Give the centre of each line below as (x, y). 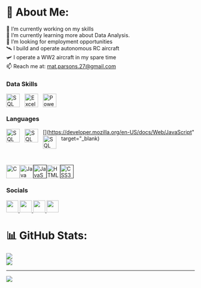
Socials (17, 190)
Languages (23, 119)
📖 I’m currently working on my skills (50, 29)
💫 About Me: (38, 12)
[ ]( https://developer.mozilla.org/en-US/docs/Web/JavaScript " (118, 132)
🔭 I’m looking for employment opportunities (59, 41)
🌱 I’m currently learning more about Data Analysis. (68, 35)
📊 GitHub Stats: (47, 236)
